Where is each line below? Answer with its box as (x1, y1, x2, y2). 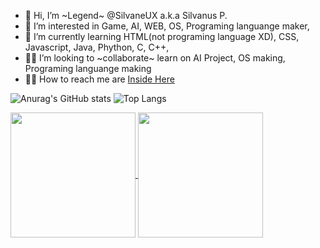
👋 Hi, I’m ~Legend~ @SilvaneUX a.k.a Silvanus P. (24, 10, 228, 21)
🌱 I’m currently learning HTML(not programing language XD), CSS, (24, 31, 300, 42)
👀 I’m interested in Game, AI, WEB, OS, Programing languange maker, (24, 20, 310, 32)
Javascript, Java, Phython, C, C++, (24, 41, 170, 53)
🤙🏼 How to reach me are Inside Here (24, 73, 175, 85)
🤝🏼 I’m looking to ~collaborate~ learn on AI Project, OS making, (24, 52, 286, 64)
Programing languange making (24, 63, 152, 74)
